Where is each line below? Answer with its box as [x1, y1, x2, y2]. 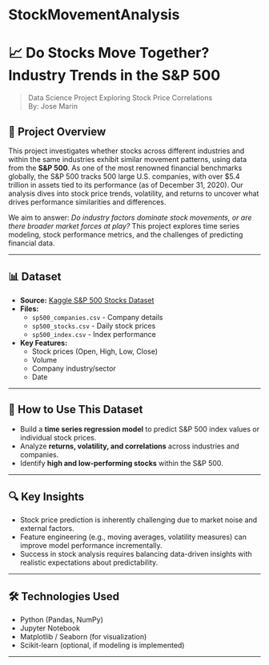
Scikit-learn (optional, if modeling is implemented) [19, 640, 185, 651]
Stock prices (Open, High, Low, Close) [31, 347, 159, 356]
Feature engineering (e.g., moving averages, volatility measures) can [19, 532, 247, 542]
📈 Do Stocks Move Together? [8, 44, 210, 62]
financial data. [8, 238, 55, 248]
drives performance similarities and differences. [8, 197, 167, 206]
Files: [19, 303, 39, 314]
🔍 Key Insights [8, 489, 85, 503]
